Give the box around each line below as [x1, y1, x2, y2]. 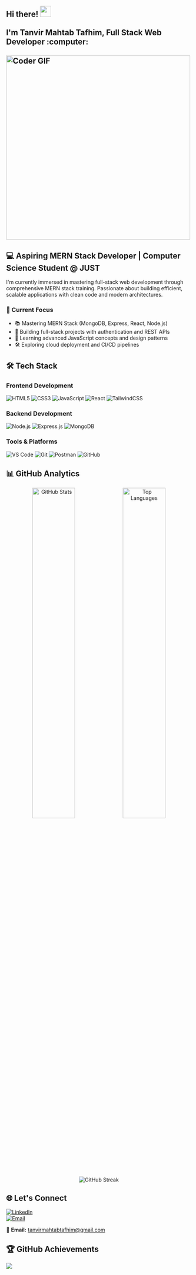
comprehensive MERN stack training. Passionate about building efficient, [6, 285, 183, 292]
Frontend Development [6, 381, 74, 390]
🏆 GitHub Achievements [6, 1244, 99, 1254]
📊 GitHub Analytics [6, 469, 80, 479]
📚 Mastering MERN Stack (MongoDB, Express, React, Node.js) [14, 320, 168, 327]
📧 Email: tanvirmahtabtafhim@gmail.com [6, 1226, 105, 1233]
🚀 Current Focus [6, 306, 54, 314]
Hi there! [6, 9, 39, 19]
